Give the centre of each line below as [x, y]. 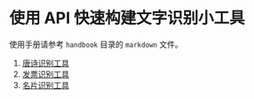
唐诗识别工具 [45, 63]
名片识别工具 [45, 85]
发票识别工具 [45, 74]
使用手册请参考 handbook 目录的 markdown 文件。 [96, 44]
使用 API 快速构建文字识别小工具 [127, 18]
